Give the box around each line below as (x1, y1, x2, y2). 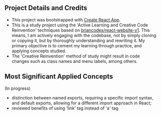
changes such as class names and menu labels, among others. (11, 58, 138, 64)
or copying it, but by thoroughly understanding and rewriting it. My (11, 38, 145, 43)
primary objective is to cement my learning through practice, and (11, 42, 142, 48)
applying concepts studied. (11, 48, 67, 54)
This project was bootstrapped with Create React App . (11, 17, 121, 22)
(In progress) (4, 85, 31, 91)
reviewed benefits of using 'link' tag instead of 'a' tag (11, 105, 119, 111)
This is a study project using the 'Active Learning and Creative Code (11, 22, 148, 28)
